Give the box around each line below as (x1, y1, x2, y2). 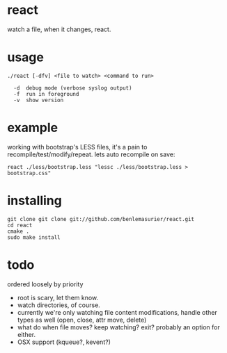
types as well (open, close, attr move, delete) (17, 315, 147, 324)
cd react (7, 222, 33, 229)
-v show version (13, 97, 64, 104)
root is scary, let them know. (17, 293, 99, 302)
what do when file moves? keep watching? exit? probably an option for (17, 322, 221, 331)
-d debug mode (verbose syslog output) (13, 84, 132, 92)
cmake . (7, 228, 30, 235)
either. (17, 330, 36, 338)
